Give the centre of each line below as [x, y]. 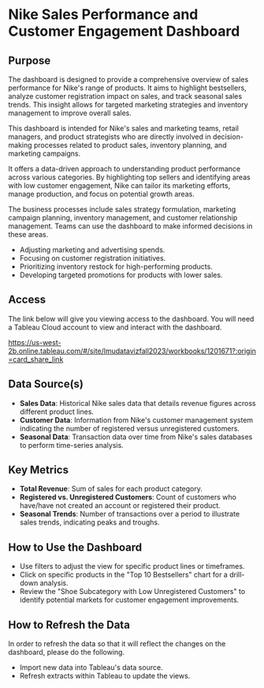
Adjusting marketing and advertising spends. [92, 250]
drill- [237, 575]
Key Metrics [39, 470]
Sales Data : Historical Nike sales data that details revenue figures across [138, 403]
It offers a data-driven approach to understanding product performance [125, 169]
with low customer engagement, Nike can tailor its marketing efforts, [119, 186]
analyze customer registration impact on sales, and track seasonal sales [125, 96]
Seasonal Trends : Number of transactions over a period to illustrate [130, 514]
